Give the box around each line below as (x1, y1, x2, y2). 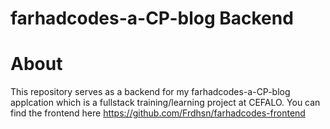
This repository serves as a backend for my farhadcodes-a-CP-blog (10, 86, 291, 98)
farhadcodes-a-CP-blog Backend (10, 7, 294, 30)
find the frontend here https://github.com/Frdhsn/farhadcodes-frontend (10, 107, 306, 119)
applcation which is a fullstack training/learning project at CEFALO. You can (10, 97, 321, 109)
